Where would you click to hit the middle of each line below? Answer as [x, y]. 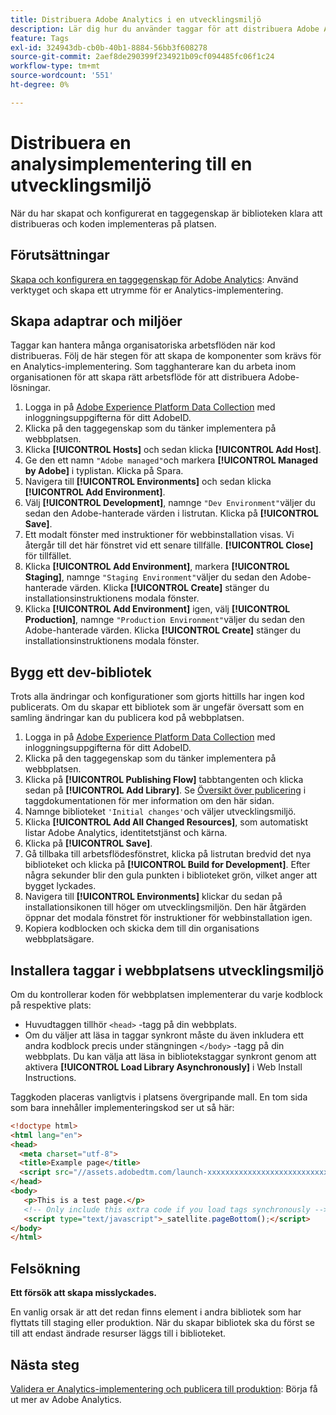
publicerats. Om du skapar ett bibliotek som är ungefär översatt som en [157, 707]
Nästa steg [45, 1364]
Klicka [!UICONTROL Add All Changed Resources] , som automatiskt [166, 822]
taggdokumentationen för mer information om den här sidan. [149, 801]
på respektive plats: [51, 1005]
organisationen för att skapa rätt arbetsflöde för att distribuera [138, 377]
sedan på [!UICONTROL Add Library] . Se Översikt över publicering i [165, 790]
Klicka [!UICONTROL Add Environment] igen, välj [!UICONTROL [157, 609]
